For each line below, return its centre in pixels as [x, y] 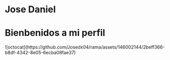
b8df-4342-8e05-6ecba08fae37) [40, 53]
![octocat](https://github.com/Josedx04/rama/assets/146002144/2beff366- [85, 47]
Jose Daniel [30, 9]
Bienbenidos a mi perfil [55, 33]
